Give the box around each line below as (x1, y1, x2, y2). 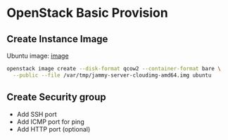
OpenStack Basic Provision (6, 5, 168, 21)
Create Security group (6, 91, 106, 103)
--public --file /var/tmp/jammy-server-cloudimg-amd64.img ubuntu (13, 72, 212, 79)
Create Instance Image (6, 33, 108, 45)
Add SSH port (16, 110, 57, 118)
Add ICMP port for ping (16, 117, 85, 126)
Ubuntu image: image (6, 51, 69, 60)
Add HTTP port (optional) (16, 125, 91, 133)
